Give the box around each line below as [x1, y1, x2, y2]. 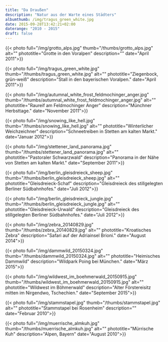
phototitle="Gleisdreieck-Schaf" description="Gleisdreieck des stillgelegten [5, 181, 163, 186]
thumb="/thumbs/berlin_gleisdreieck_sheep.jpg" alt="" [5, 175, 120, 181]
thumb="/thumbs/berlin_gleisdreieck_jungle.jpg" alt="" [5, 201, 120, 207]
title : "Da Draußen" [5, 7, 49, 13]
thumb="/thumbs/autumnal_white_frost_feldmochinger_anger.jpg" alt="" [5, 97, 156, 103]
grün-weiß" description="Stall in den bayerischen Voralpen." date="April [5, 77, 156, 82]
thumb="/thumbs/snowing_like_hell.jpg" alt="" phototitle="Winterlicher [5, 123, 153, 129]
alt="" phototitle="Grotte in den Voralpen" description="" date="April [5, 50, 149, 56]
